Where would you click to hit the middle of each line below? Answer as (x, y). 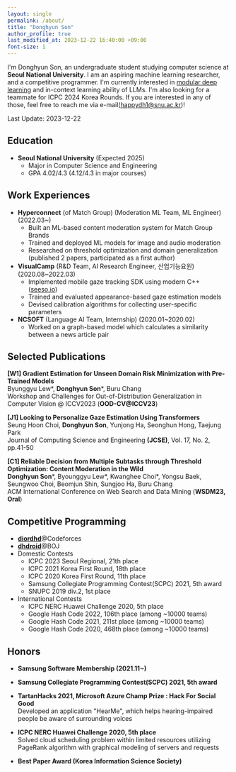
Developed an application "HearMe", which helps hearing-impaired (115, 711)
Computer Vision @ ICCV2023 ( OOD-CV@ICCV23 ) (83, 404)
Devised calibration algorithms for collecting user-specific (112, 304)
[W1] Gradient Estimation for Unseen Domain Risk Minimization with (109, 374)
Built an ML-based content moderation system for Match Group (120, 227)
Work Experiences (49, 195)
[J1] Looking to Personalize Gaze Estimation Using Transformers (104, 418)
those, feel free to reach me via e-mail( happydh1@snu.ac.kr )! (96, 105)
